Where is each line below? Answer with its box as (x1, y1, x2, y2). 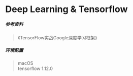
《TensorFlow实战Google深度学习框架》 (17, 35, 100, 41)
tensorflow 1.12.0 (17, 65, 53, 71)
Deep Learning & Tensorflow (5, 4, 128, 15)
